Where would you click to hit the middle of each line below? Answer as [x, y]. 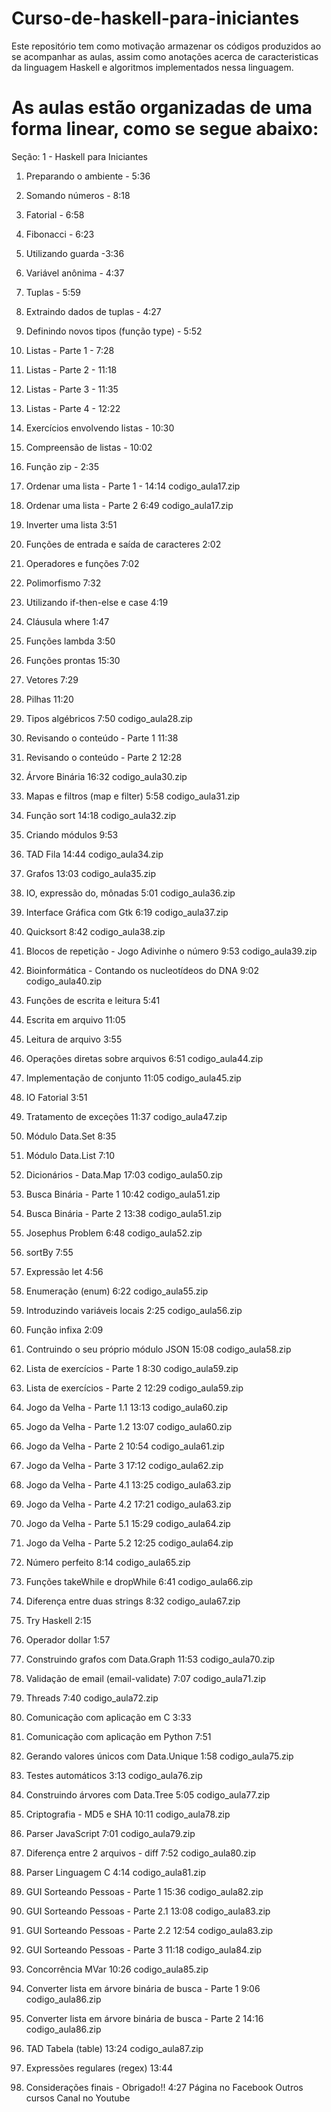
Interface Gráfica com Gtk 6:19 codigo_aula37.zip [127, 912]
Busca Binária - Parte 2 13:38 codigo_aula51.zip [123, 1213]
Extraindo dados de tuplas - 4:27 [93, 311]
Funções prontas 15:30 [73, 660]
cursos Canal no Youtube [78, 2098]
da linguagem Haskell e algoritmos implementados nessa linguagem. [152, 67]
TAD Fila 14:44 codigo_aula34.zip [94, 854]
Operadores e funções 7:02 [82, 563]
